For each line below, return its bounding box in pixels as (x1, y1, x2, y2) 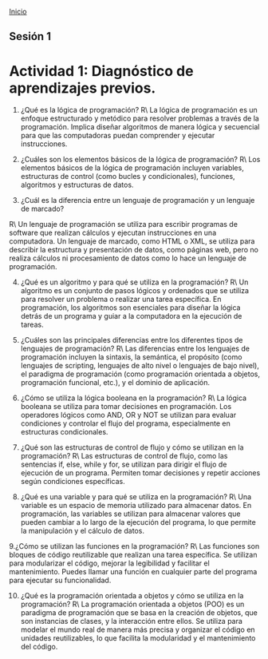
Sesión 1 (9, 30, 51, 43)
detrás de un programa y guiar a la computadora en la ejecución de (20, 312, 242, 321)
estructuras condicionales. (20, 427, 108, 437)
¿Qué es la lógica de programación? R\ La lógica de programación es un (20, 105, 258, 115)
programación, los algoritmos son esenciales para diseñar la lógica (20, 303, 241, 312)
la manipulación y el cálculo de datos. (20, 526, 144, 536)
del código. (20, 642, 58, 652)
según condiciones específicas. (20, 477, 126, 486)
